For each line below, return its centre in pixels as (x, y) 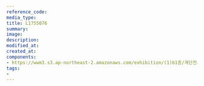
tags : (13, 68)
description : (23, 40)
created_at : (21, 51)
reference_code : (27, 12)
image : (15, 35)
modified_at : (23, 46)
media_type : (21, 18)
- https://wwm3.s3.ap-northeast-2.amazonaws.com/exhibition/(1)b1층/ (96, 62)
